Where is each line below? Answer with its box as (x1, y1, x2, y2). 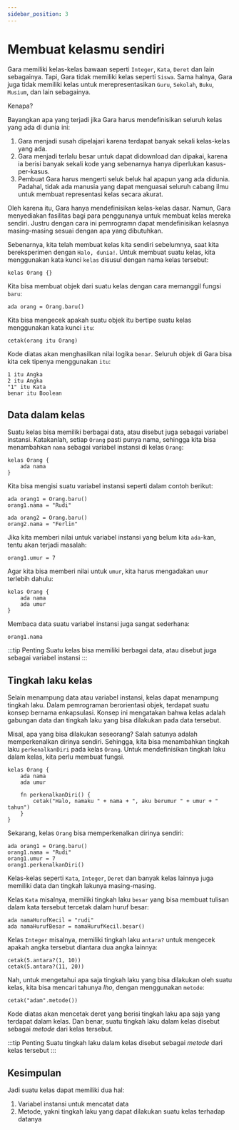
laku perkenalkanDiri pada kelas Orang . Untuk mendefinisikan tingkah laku (7, 745, 226, 754)
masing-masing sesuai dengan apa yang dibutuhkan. (7, 226, 163, 235)
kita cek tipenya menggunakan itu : (7, 357, 111, 365)
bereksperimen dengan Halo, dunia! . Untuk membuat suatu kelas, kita (7, 248, 215, 256)
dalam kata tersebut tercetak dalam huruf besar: (7, 903, 150, 912)
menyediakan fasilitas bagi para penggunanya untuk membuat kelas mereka (7, 211, 231, 220)
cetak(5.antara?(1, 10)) (7, 957, 81, 964)
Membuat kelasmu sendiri (7, 41, 166, 57)
